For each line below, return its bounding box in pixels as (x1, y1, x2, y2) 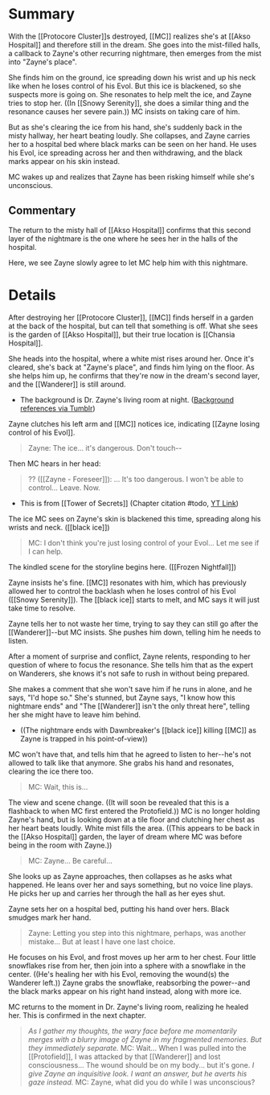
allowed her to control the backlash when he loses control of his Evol (8, 586, 236, 595)
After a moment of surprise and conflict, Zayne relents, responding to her (8, 652, 251, 661)
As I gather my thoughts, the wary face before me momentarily (27, 1026, 237, 1036)
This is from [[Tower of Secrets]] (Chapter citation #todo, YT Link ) (19, 498, 239, 508)
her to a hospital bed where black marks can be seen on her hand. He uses (8, 139, 257, 149)
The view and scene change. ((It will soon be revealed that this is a (8, 797, 230, 807)
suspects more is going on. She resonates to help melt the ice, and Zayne (8, 89, 252, 99)
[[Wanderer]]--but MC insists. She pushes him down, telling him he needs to (8, 627, 261, 637)
